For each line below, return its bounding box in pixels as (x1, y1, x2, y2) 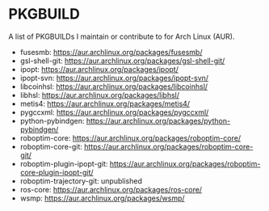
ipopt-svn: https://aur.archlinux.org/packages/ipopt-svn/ (19, 73, 208, 82)
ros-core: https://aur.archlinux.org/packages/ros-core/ (19, 184, 203, 194)
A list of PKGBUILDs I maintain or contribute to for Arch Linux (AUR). (8, 32, 235, 41)
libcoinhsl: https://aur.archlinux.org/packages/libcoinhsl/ (19, 82, 208, 91)
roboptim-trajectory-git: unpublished (19, 175, 143, 186)
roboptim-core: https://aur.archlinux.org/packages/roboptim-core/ (19, 133, 241, 142)
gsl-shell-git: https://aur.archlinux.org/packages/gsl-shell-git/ (19, 56, 225, 65)
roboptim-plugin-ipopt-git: (19, 158, 108, 168)
